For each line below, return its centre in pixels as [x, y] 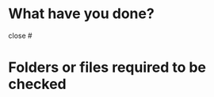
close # [21, 35]
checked [38, 84]
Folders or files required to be [107, 67]
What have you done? [81, 14]
